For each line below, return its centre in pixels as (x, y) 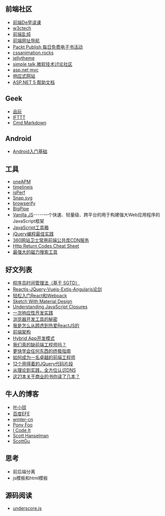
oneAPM (22, 182)
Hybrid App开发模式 (34, 338)
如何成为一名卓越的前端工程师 (44, 358)
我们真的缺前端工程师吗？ (39, 345)
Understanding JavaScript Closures (50, 307)
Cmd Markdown (30, 123)
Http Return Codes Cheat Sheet (46, 246)
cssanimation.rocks (33, 52)
